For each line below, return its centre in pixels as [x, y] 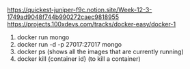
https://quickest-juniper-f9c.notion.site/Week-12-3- [80, 10]
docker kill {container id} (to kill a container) [79, 59]
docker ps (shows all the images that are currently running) [100, 51]
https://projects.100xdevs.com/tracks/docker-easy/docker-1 [92, 24]
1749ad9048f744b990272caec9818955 [63, 17]
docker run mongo [43, 37]
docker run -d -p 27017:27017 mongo [69, 44]
